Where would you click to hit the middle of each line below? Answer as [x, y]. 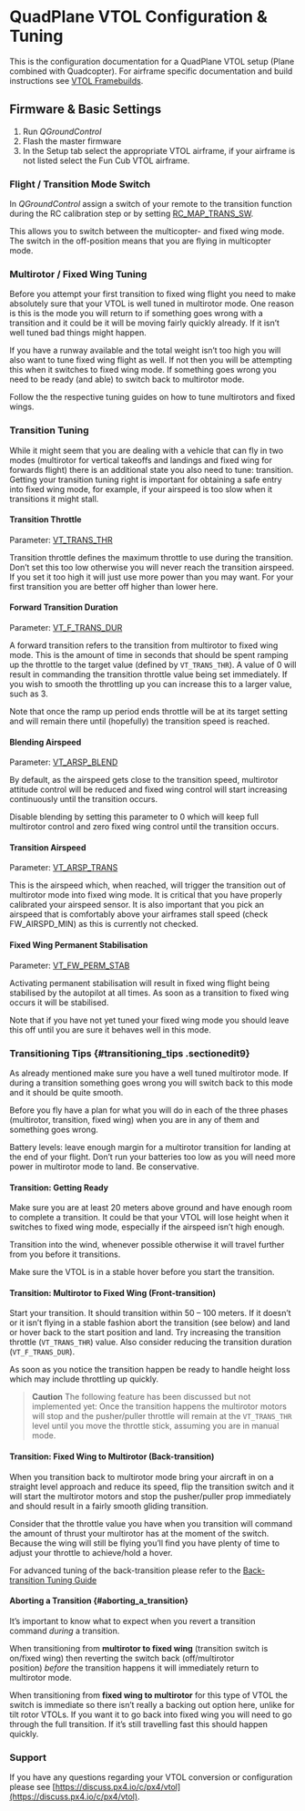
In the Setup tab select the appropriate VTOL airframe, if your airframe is [159, 150]
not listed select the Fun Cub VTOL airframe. [106, 160]
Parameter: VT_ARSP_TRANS [64, 868]
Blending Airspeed [46, 742]
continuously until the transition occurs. [84, 799]
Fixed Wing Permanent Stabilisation [79, 945]
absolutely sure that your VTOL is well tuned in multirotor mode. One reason [152, 304]
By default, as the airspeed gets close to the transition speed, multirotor [144, 780]
